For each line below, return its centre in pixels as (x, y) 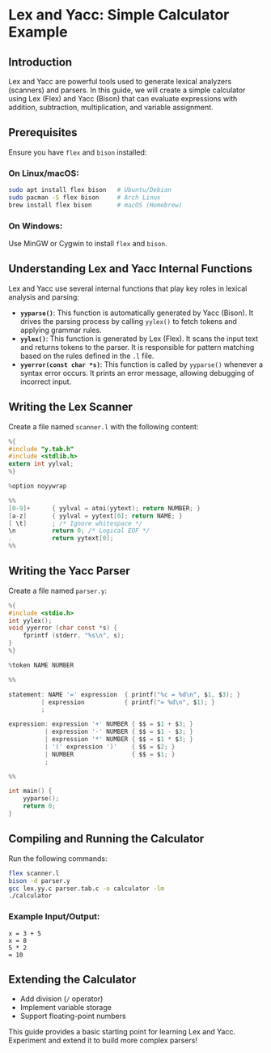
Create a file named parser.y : (58, 590)
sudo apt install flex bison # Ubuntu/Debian (90, 190)
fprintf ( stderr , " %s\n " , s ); (74, 636)
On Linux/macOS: (44, 173)
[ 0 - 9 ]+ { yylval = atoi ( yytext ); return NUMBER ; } (104, 508)
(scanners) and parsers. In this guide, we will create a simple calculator (127, 90)
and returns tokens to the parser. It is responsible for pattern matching (137, 347)
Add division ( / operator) (61, 999)
